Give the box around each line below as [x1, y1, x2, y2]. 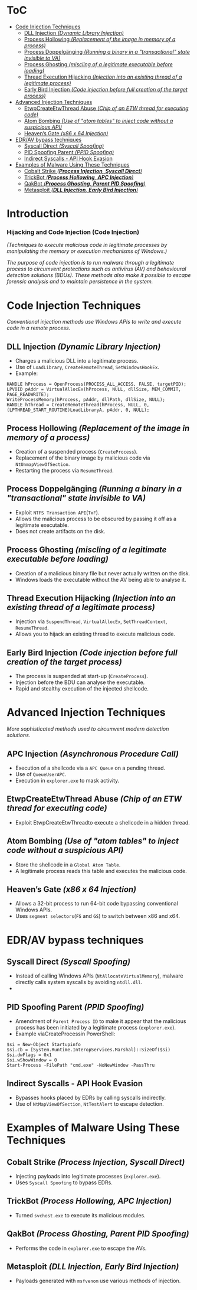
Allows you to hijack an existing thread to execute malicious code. [15, 630, 176, 638]
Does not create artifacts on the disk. [15, 527, 106, 535]
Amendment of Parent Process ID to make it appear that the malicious [15, 1018, 186, 1025]
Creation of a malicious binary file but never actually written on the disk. [15, 569, 191, 576]
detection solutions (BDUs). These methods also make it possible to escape [6, 272, 191, 279]
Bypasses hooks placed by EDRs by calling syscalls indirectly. [15, 1094, 166, 1102]
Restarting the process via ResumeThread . [15, 467, 114, 474]
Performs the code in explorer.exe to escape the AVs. [15, 1245, 147, 1252]
